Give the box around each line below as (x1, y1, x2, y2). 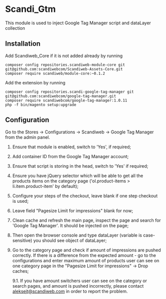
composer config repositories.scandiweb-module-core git (5, 62, 125, 67)
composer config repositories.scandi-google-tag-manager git (5, 89, 134, 94)
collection (5, 25, 25, 31)
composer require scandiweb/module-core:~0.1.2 (5, 71, 106, 76)
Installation (5, 40, 41, 48)
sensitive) (12, 237, 33, 243)
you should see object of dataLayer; (33, 237, 107, 243)
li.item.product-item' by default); (12, 183, 79, 189)
